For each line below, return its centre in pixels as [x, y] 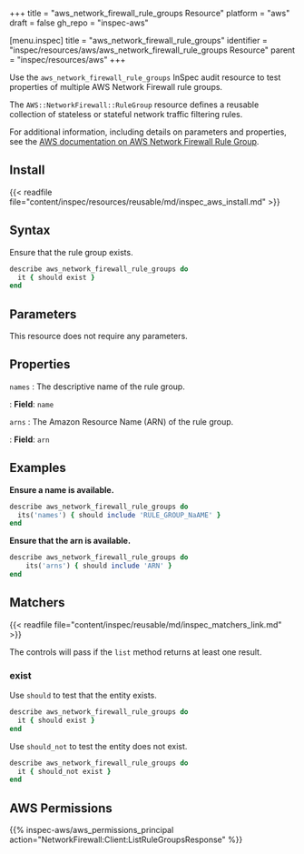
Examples [38, 468]
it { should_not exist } [64, 771]
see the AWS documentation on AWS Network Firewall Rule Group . [134, 141]
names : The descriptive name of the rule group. [98, 387]
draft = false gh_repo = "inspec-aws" [79, 23]
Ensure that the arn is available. [70, 541]
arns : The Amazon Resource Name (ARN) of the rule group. [122, 421]
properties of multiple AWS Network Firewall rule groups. [116, 87]
